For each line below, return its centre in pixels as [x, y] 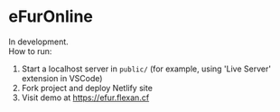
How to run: [30, 51]
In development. [38, 42]
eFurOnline [51, 17]
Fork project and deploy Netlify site [87, 88]
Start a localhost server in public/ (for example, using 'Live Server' [146, 69]
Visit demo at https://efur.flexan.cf [85, 98]
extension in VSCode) [62, 78]
